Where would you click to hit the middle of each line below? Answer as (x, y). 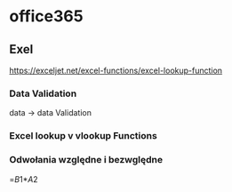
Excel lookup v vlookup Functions (83, 136)
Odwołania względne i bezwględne (86, 160)
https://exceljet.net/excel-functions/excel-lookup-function (116, 70)
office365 (46, 16)
